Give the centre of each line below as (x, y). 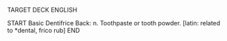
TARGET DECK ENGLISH (42, 10)
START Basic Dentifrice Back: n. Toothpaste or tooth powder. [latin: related (114, 23)
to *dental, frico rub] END (44, 30)
